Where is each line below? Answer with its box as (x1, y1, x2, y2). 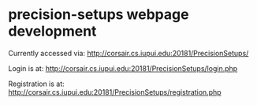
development (8, 22, 97, 40)
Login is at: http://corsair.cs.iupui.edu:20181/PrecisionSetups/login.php (8, 63, 238, 73)
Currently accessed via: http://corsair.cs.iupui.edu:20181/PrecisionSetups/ (8, 48, 249, 58)
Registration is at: (8, 79, 65, 88)
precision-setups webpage (8, 6, 189, 24)
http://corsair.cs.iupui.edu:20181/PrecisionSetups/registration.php (8, 87, 222, 96)
